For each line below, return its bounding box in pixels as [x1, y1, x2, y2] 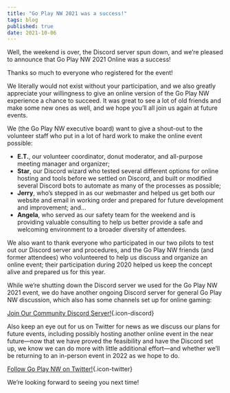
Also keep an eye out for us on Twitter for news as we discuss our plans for [7, 322, 220, 330]
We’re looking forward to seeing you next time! [7, 379, 139, 387]
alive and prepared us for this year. [7, 268, 106, 276]
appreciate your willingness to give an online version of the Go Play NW [7, 89, 209, 98]
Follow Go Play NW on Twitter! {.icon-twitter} [7, 365, 133, 373]
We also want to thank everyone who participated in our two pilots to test [7, 238, 214, 247]
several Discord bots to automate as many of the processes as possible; [16, 181, 222, 190]
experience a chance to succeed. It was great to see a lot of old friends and [7, 97, 221, 105]
